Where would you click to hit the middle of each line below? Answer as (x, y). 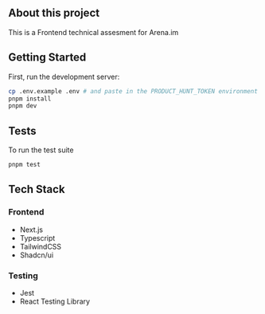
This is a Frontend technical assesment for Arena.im (94, 32)
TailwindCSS (41, 246)
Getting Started (47, 58)
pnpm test (25, 165)
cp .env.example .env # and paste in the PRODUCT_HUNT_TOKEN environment (133, 91)
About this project (54, 13)
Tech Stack (37, 189)
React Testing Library (55, 301)
